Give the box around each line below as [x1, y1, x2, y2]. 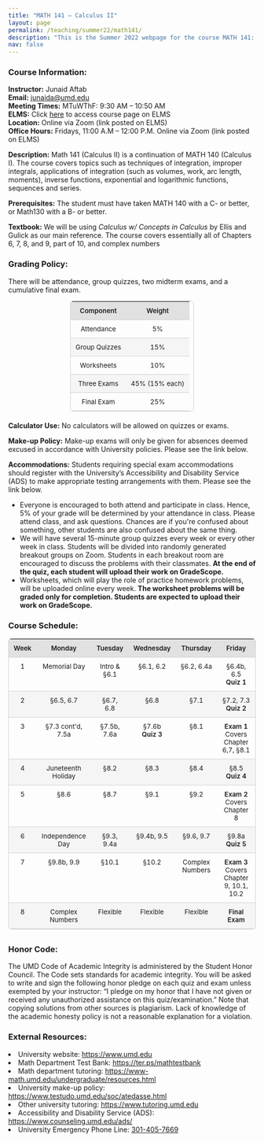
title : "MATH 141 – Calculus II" [8, 11, 118, 20]
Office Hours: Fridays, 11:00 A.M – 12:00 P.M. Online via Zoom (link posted [8, 127, 250, 136]
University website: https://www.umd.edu [18, 1049, 152, 1059]
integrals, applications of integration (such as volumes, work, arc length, [8, 167, 242, 176]
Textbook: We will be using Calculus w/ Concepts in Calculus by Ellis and [8, 222, 247, 232]
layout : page [8, 19, 51, 27]
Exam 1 [224, 722, 248, 730]
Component [79, 306, 117, 315]
